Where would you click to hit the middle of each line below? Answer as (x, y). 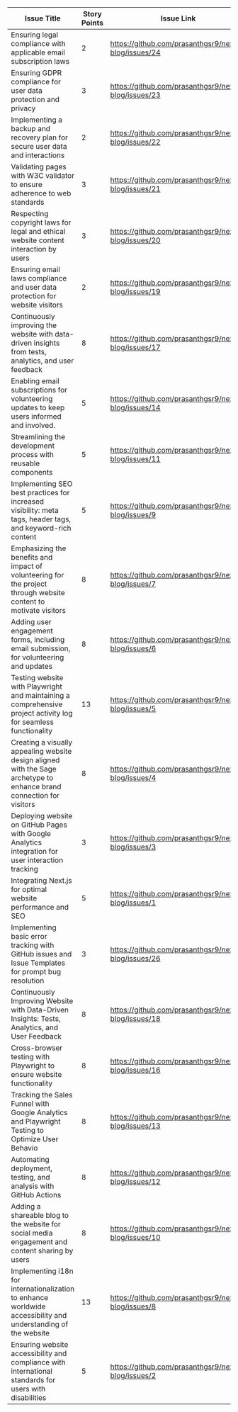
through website (38, 593)
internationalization (43, 1289)
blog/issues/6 (133, 649)
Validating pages (39, 167)
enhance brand (36, 787)
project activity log (42, 713)
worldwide (28, 1306)
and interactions (38, 155)
